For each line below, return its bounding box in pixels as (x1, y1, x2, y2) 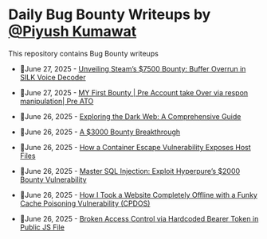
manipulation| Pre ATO (19, 96, 94, 106)
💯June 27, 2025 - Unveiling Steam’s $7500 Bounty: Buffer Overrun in (19, 64, 246, 73)
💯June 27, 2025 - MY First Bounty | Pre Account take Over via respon (19, 87, 249, 97)
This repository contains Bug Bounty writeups (8, 48, 159, 58)
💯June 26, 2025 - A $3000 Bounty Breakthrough (19, 127, 181, 137)
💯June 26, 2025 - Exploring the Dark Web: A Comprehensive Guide (19, 111, 241, 121)
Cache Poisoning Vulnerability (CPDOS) (19, 199, 151, 208)
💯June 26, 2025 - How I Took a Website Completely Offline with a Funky (19, 190, 257, 199)
